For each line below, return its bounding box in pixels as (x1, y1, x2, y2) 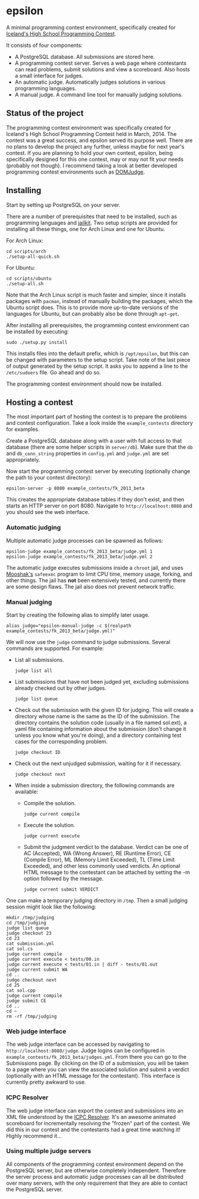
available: (14, 788, 39, 795)
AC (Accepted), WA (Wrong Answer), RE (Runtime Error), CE (23, 850, 171, 857)
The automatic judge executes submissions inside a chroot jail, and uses (6, 564, 184, 571)
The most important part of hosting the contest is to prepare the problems (6, 413, 187, 420)
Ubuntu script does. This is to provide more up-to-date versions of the (6, 304, 178, 311)
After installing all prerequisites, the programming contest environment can (6, 321, 189, 329)
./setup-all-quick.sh (6, 254, 60, 260)
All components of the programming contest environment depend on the (6, 1160, 184, 1168)
